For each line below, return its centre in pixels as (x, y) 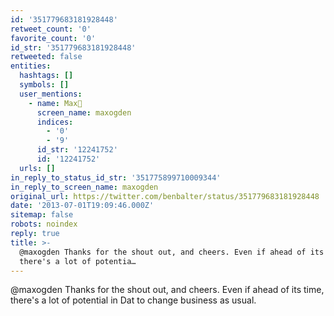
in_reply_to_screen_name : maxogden (84, 187)
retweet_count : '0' (51, 29)
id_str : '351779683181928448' (73, 47)
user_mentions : (51, 94)
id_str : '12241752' (77, 150)
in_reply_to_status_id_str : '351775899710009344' (116, 177)
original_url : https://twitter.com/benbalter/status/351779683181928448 (165, 196)
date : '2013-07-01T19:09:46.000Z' (82, 206)
